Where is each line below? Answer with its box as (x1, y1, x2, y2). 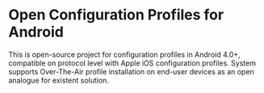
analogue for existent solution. (8, 75, 109, 85)
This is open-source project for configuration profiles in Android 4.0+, (8, 49, 241, 59)
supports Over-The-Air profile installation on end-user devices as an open (8, 66, 254, 76)
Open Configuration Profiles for (8, 6, 224, 24)
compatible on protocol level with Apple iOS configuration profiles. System (8, 58, 257, 68)
